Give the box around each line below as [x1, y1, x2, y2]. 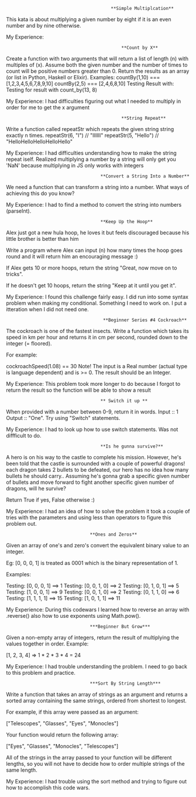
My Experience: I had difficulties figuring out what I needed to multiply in [6, 97, 181, 105]
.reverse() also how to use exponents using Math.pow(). [6, 613, 141, 619]
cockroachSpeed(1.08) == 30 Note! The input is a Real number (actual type [6, 363, 188, 369]
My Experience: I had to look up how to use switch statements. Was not [6, 426, 178, 433]
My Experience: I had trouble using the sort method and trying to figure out [6, 778, 187, 785]
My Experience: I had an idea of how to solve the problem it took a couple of [6, 508, 190, 514]
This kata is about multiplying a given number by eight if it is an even [6, 16, 171, 23]
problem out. [6, 520, 37, 527]
